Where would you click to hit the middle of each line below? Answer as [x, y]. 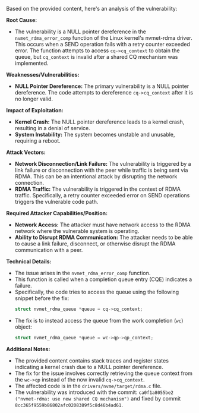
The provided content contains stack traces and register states [92, 360]
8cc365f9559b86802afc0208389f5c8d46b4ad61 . [69, 405]
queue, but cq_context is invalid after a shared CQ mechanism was [96, 57]
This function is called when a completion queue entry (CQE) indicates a [103, 279]
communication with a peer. [49, 250]
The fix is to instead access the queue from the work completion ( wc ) [99, 320]
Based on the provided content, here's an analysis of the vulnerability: [92, 9]
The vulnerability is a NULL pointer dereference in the [80, 31]
